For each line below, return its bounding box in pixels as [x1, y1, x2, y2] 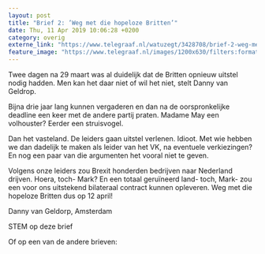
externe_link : [8, 41, 55, 49]
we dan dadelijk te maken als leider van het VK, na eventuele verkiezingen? [8, 143, 252, 151]
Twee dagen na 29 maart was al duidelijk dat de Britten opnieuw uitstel [8, 70, 238, 79]
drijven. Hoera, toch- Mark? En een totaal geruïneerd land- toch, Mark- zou [8, 174, 252, 184]
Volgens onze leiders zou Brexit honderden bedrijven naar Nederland [8, 166, 233, 175]
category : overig [8, 33, 65, 42]
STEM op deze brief [8, 222, 73, 231]
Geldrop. [8, 87, 37, 95]
